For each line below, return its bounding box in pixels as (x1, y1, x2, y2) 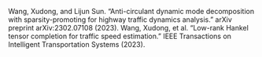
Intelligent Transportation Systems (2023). (8, 40, 146, 49)
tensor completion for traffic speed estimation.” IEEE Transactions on (8, 31, 232, 41)
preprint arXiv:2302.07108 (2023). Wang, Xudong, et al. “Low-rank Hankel (8, 23, 249, 32)
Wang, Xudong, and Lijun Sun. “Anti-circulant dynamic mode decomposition (8, 7, 254, 16)
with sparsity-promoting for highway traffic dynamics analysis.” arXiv (8, 15, 232, 24)
